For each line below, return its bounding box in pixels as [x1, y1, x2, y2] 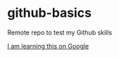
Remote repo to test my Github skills [7, 28, 113, 37]
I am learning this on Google [7, 42, 89, 50]
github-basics [7, 5, 92, 21]
